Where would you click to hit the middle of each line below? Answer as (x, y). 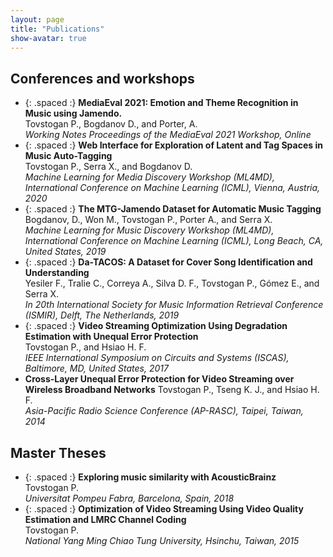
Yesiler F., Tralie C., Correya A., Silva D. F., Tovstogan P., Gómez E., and (172, 283)
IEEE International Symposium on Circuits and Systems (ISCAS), (157, 358)
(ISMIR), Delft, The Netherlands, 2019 (102, 315)
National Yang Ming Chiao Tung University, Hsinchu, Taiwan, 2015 (162, 540)
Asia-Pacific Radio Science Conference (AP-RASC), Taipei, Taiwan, (164, 411)
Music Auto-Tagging (68, 156)
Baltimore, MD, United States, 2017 (96, 368)
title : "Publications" (57, 29)
